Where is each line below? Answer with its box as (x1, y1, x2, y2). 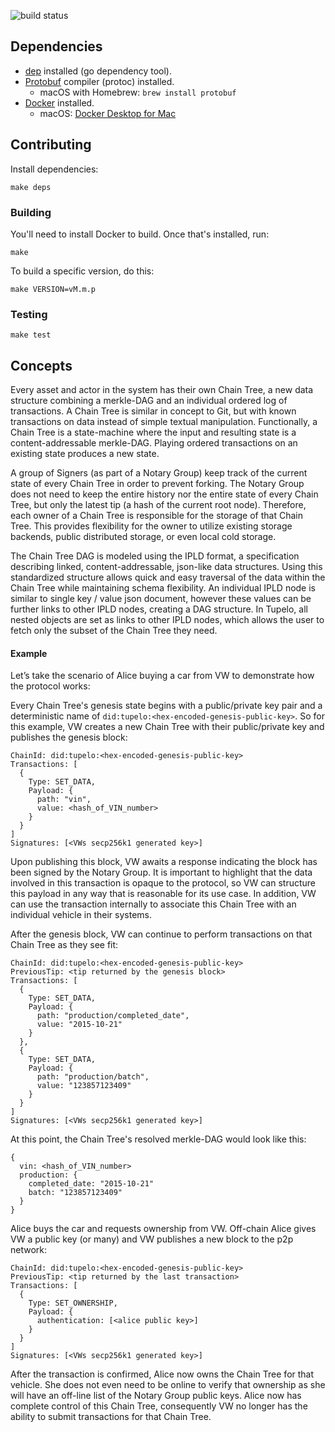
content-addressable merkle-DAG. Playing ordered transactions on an (10, 437, 298, 449)
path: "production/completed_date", (36, 1011, 190, 1021)
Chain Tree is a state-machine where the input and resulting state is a (10, 426, 297, 439)
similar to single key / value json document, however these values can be (10, 593, 312, 605)
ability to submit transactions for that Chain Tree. (10, 1411, 212, 1423)
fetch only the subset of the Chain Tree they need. (10, 625, 218, 637)
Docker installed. (24, 96, 95, 109)
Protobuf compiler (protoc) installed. (24, 75, 175, 87)
